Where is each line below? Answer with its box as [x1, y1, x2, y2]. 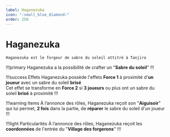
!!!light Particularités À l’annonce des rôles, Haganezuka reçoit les [6, 121, 143, 127]
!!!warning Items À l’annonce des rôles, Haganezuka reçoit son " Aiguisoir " [6, 100, 161, 106]
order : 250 [6, 17, 29, 22]
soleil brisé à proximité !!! [6, 90, 59, 97]
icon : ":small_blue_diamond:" [6, 12, 70, 17]
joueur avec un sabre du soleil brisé [6, 79, 81, 86]
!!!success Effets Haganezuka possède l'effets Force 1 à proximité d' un [6, 74, 154, 80]
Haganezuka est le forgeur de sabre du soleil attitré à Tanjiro [6, 55, 146, 61]
